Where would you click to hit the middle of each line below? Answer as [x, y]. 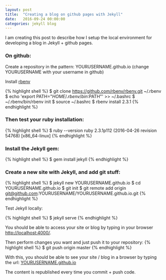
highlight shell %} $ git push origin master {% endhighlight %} [69, 248]
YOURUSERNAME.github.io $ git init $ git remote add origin [66, 188]
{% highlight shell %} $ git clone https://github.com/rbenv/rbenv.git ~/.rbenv [83, 91]
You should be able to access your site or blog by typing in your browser [79, 227]
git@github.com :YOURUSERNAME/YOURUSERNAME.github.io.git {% [76, 193]
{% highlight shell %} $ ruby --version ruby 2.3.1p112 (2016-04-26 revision [81, 130]
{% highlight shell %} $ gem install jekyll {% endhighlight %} [67, 160]
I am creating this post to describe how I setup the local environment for [79, 38]
